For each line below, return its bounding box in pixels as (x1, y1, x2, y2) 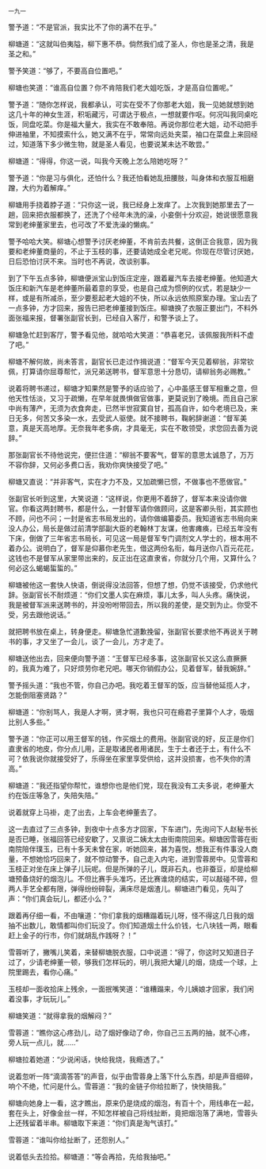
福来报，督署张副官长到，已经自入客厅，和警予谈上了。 (21, 313, 203, 322)
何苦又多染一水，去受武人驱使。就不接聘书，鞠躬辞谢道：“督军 (35, 414, 241, 422)
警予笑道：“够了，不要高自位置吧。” (8, 66, 123, 75)
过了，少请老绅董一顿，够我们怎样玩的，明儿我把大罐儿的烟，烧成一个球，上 (8, 958, 258, 966)
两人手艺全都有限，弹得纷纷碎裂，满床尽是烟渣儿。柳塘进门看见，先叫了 (8, 884, 244, 893)
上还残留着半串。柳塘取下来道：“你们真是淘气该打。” (8, 1118, 178, 1128)
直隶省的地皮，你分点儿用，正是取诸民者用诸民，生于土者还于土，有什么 (8, 744, 244, 753)
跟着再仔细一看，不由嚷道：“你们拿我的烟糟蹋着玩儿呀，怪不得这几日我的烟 (8, 911, 255, 920)
